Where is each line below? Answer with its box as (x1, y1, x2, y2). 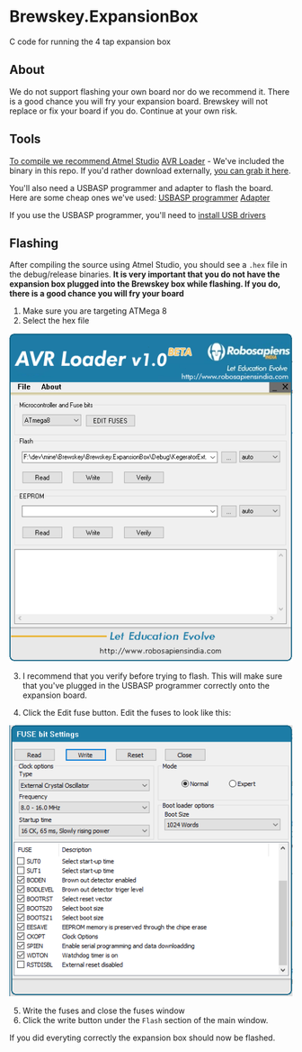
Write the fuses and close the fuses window (22, 1005, 186, 1016)
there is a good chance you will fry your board (9, 288, 184, 299)
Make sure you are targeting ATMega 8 (22, 306, 168, 316)
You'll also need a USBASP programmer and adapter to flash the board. (9, 182, 274, 193)
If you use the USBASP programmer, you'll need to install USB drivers (9, 209, 267, 220)
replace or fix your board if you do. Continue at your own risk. (9, 105, 238, 116)
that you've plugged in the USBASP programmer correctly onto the (22, 680, 270, 691)
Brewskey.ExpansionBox (9, 6, 200, 27)
